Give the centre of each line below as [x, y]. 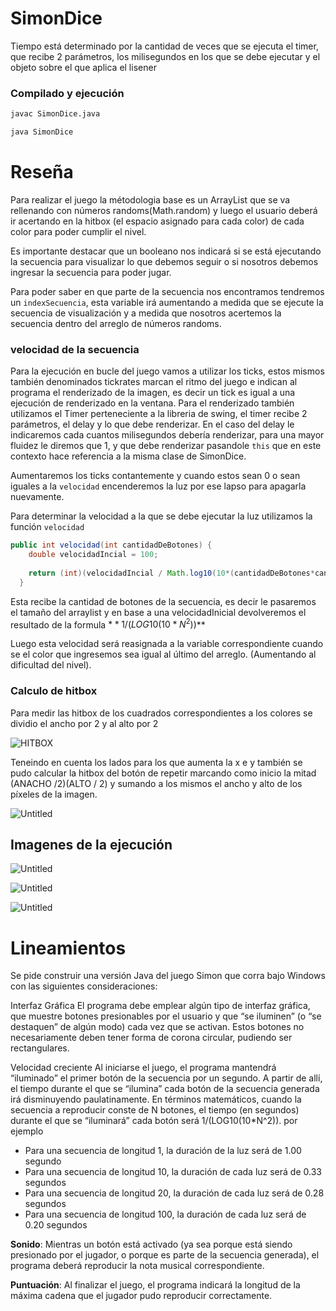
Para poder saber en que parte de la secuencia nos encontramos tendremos [167, 291]
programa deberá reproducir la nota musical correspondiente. [137, 1266]
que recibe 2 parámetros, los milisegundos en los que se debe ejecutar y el [165, 56]
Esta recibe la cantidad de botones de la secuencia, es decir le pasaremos [163, 601]
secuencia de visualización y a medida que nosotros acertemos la [146, 313]
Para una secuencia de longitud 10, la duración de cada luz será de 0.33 [173, 1172]
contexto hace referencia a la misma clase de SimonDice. [128, 456]
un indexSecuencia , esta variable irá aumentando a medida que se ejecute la [167, 302]
